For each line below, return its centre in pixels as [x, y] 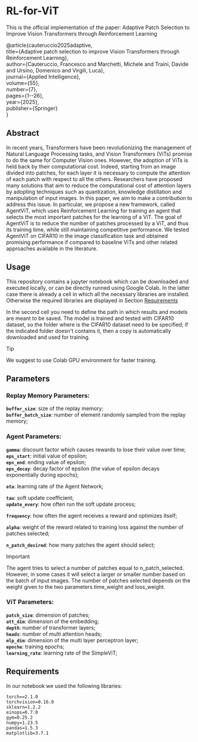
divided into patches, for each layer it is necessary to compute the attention [98, 173]
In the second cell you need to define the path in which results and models [97, 312]
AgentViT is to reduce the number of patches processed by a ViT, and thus [98, 223]
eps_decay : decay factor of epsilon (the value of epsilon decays [83, 468]
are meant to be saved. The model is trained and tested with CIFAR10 [90, 318]
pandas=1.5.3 [22, 728]
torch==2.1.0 [22, 697]
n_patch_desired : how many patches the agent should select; [81, 545]
